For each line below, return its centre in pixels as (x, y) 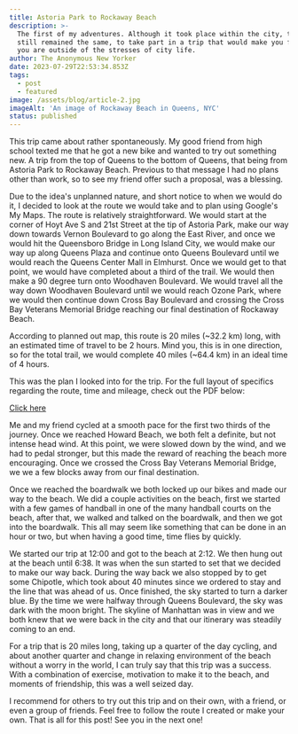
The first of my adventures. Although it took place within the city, (150, 34)
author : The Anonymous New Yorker (73, 59)
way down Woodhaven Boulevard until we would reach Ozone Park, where (145, 291)
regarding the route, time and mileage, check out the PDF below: (127, 391)
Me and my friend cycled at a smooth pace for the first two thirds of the (140, 426)
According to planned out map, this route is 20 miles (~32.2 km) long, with (145, 336)
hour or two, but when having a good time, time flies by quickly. (125, 536)
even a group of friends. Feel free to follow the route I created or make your (147, 711)
